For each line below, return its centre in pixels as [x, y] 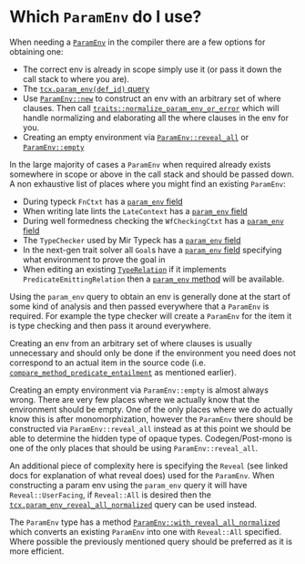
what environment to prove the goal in [94, 259]
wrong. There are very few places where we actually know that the [135, 399]
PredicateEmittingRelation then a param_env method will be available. [153, 279]
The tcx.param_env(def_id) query [86, 88]
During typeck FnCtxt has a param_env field [103, 201]
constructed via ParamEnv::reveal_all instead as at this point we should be [150, 428]
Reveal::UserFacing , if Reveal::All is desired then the [111, 495]
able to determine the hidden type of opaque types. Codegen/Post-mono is [151, 438]
